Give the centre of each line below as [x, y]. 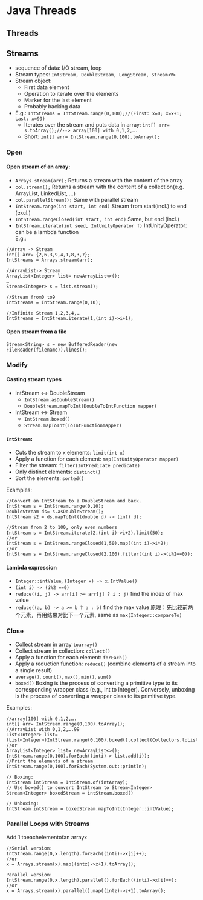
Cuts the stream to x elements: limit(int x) [70, 453]
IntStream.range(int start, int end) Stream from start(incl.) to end [101, 206]
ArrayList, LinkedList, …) [45, 193]
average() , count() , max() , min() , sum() [63, 676]
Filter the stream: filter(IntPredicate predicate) [77, 465]
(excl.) [23, 212]
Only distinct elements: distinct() [58, 472]
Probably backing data [52, 107]
